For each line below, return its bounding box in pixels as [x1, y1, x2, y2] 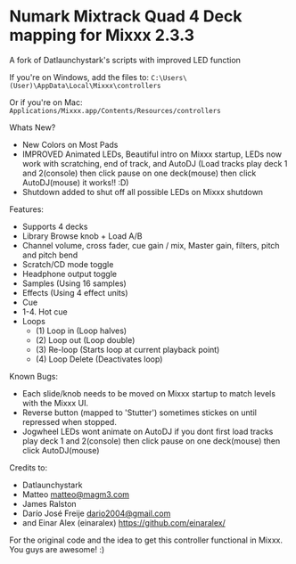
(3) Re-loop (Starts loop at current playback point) [35, 344, 220, 355]
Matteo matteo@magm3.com [21, 488, 130, 500]
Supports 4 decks [21, 221, 88, 232]
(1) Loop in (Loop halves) [35, 325, 127, 336]
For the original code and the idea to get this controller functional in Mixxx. [9, 535, 284, 545]
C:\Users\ [151, 73, 187, 82]
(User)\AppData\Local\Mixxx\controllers [9, 81, 162, 90]
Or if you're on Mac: [9, 96, 83, 108]
